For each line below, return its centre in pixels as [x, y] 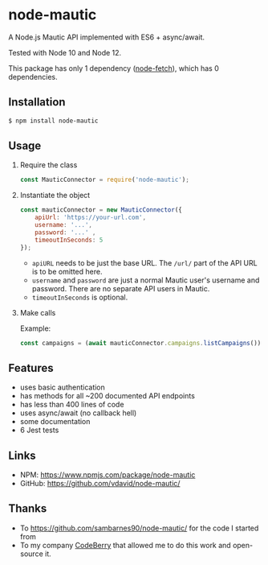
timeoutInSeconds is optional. [80, 297]
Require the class [49, 165]
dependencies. [33, 76]
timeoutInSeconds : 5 [69, 240]
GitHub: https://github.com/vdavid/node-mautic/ [100, 484]
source [32, 554]
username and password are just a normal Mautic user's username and [146, 280]
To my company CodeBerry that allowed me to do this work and [125, 545]
